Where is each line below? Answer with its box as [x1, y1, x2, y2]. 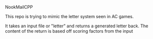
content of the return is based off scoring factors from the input [5, 28, 133, 34]
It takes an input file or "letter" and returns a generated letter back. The [5, 23, 149, 29]
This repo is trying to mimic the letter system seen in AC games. [5, 14, 134, 19]
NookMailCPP [5, 4, 33, 10]
